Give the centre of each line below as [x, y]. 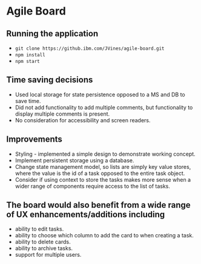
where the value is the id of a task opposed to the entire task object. [100, 173]
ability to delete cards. [43, 242]
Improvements [34, 140]
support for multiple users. [48, 255]
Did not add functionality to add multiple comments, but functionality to [104, 107]
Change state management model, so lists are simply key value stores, [103, 167]
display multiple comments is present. [62, 114]
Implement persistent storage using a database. [74, 160]
